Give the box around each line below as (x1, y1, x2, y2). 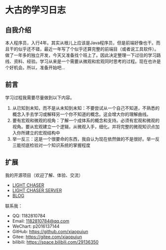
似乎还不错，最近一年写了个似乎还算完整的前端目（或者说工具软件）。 (18, 46, 159, 52)
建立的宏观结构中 (25, 130, 60, 136)
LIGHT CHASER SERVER (12, 187, 62, 193)
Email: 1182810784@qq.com (12, 218, 70, 224)
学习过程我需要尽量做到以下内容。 (5, 95, 75, 100)
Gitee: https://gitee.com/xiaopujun (12, 234, 83, 240)
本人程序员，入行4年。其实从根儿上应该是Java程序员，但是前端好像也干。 (5, 40, 157, 46)
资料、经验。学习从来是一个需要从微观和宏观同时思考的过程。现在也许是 (13, 58, 161, 64)
